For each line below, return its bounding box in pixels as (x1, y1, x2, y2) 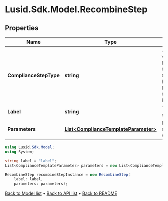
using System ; (5, 149, 35, 154)
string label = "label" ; (5, 158, 57, 163)
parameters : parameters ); (14, 181, 68, 186)
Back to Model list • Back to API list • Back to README (5, 190, 117, 196)
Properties (5, 24, 39, 32)
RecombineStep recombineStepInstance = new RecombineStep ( (5, 172, 131, 177)
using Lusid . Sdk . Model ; (5, 145, 55, 150)
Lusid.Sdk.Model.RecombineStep (5, 4, 148, 15)
